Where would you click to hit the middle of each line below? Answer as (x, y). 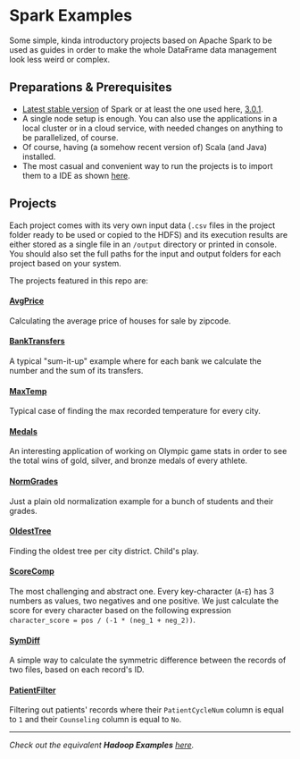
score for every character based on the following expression (121, 610)
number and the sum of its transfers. (76, 370)
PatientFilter (33, 690)
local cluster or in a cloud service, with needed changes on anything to (153, 128)
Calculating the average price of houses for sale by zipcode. (120, 320)
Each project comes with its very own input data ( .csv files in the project (142, 225)
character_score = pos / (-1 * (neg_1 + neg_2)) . (103, 620)
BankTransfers (37, 342)
